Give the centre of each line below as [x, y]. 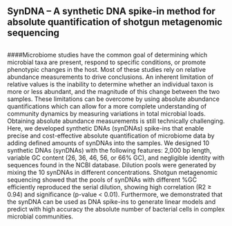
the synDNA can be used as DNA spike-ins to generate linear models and [112, 201]
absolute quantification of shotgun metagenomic [115, 22]
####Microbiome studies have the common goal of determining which [107, 55]
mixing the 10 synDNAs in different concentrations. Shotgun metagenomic [113, 172]
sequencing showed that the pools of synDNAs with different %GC [102, 180]
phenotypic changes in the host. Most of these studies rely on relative [106, 69]
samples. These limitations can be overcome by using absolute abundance [113, 99]
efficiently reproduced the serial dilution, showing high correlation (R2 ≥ [109, 187]
